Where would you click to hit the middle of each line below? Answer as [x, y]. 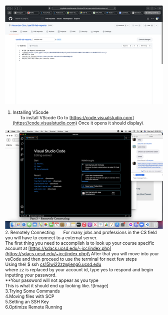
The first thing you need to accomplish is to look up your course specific [80, 243]
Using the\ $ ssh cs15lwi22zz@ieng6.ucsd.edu [53, 264]
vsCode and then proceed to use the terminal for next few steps [71, 259]
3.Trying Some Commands [32, 291]
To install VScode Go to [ [45, 118]
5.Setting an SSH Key [27, 302]
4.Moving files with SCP [30, 296]
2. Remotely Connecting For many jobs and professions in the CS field [81, 232]
